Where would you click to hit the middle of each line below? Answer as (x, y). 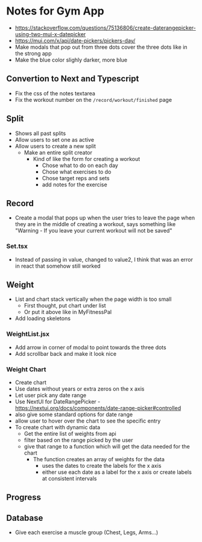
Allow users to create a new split (55, 146)
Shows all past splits (40, 133)
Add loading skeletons (43, 318)
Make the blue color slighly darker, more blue (71, 60)
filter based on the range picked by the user (79, 440)
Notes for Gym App (55, 11)
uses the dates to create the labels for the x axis (102, 466)
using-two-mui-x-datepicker (50, 34)
